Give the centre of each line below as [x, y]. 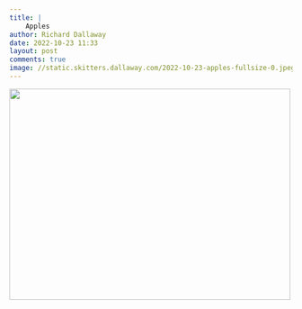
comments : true [38, 59]
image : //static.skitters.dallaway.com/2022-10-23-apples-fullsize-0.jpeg [152, 68]
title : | [26, 18]
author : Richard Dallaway [58, 34]
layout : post [34, 51]
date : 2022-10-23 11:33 [54, 43]
